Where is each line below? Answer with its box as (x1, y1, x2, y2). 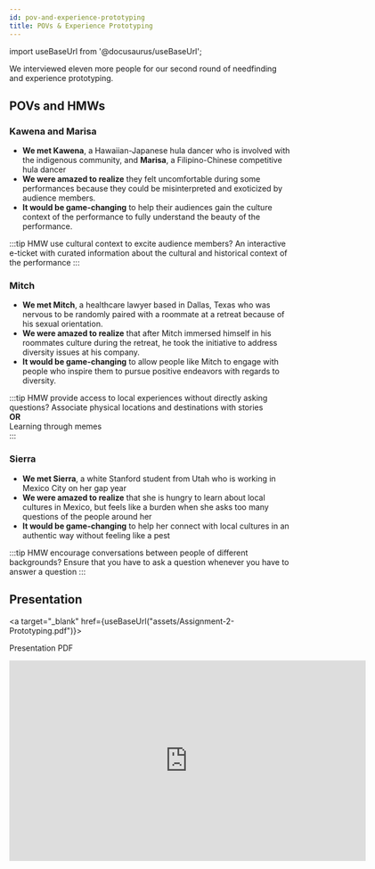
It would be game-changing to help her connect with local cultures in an (21, 521, 289, 531)
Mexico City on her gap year (21, 482, 127, 493)
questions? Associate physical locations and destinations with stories (9, 402, 264, 413)
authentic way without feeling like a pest (21, 529, 171, 540)
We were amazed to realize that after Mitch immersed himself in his (21, 328, 272, 339)
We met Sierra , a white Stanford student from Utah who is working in (21, 473, 276, 484)
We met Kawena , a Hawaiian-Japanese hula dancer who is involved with (21, 145, 290, 156)
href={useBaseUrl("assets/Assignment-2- (80, 616, 235, 627)
